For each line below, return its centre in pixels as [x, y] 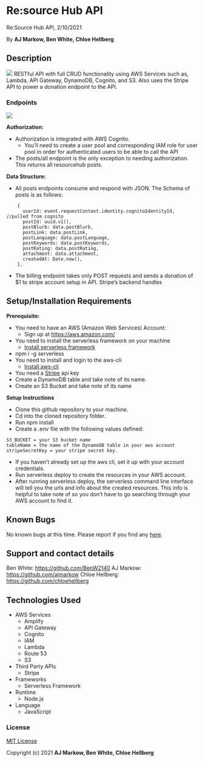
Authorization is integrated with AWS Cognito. [72, 139]
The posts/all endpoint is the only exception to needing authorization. [102, 158]
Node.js [34, 699]
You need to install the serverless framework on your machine [93, 341]
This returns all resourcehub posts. [59, 165]
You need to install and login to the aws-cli [68, 360]
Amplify [34, 622]
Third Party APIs [36, 667]
